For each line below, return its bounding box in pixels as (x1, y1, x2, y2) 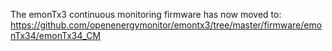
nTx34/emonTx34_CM (10, 30, 102, 41)
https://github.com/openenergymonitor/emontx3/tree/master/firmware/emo (10, 19, 323, 31)
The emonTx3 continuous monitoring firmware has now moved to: (10, 9, 282, 20)
